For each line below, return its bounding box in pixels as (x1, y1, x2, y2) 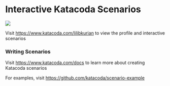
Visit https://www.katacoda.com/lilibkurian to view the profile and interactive (5, 30, 165, 36)
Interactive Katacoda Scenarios (5, 4, 141, 15)
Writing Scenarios (5, 48, 51, 55)
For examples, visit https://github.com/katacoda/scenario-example (5, 75, 145, 81)
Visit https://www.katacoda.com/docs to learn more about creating (5, 60, 145, 66)
